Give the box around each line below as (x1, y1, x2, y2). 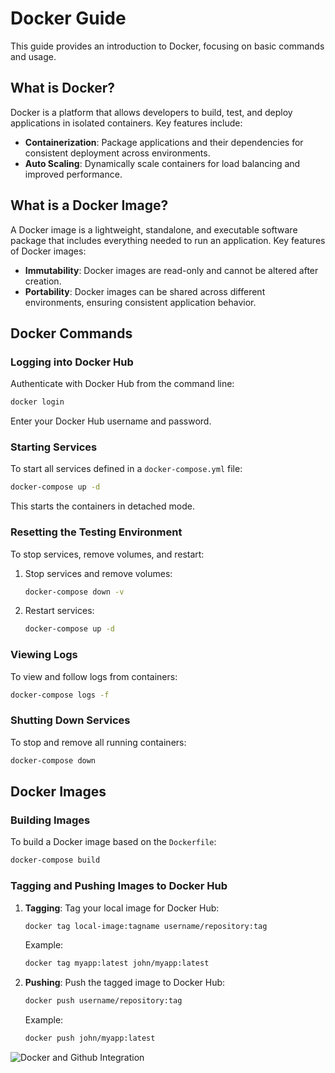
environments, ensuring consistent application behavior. (24, 296, 257, 308)
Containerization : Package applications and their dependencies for (24, 136, 304, 148)
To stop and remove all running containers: (10, 736, 187, 748)
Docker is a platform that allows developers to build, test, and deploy (10, 106, 293, 118)
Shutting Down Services (10, 713, 131, 727)
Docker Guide (10, 7, 127, 30)
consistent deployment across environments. (24, 147, 211, 159)
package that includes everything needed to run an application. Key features (10, 234, 326, 246)
